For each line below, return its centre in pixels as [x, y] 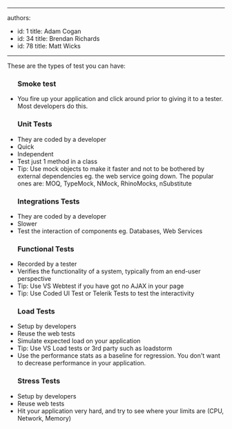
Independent [35, 154]
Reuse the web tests [46, 334]
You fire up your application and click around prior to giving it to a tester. [120, 99]
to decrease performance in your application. [81, 363]
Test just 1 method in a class [57, 161]
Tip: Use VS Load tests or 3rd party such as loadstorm [95, 348]
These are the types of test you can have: [66, 66]
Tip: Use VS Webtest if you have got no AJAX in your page [100, 286]
